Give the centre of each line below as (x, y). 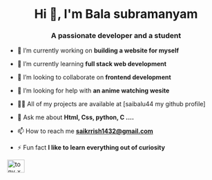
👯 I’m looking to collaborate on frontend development (94, 77)
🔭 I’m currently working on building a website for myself (98, 50)
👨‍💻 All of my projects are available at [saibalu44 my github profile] (111, 104)
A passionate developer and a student (116, 36)
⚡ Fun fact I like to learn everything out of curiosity (91, 148)
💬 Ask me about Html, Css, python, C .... (76, 117)
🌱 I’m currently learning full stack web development (92, 64)
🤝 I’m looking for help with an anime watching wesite (93, 91)
